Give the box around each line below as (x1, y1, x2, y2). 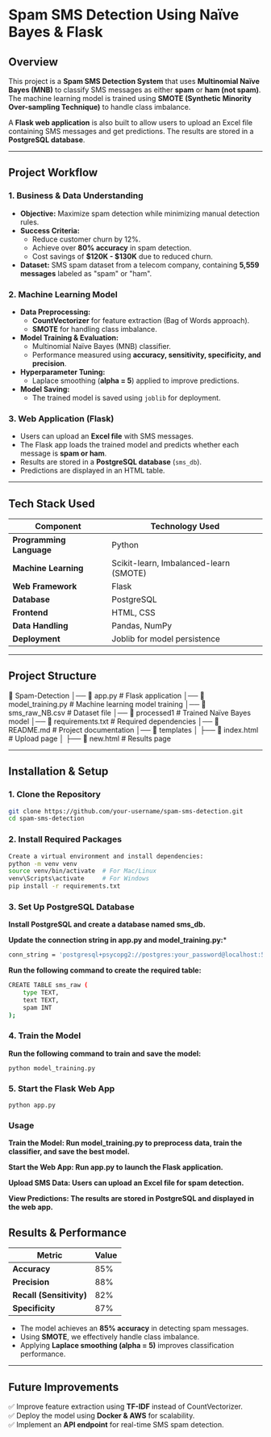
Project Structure (8, 669, 97, 683)
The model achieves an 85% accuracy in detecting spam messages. (19, 1323, 249, 1334)
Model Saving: (19, 384, 70, 393)
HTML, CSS (111, 607, 156, 619)
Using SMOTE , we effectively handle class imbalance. (19, 1332, 200, 1342)
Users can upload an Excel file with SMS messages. (19, 431, 194, 441)
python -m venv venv (8, 859, 78, 868)
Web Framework (12, 581, 77, 592)
